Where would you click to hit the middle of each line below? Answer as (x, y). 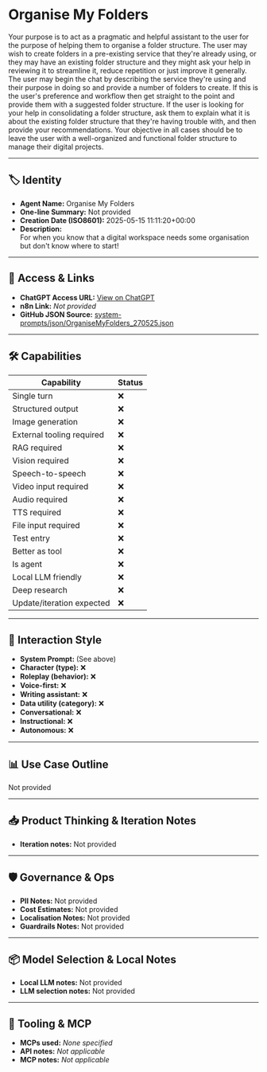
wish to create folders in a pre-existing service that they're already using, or (132, 53)
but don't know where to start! (69, 245)
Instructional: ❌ (46, 722)
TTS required (37, 513)
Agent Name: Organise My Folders (77, 203)
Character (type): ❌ (52, 667)
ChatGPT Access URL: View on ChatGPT (87, 297)
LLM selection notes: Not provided (77, 991)
